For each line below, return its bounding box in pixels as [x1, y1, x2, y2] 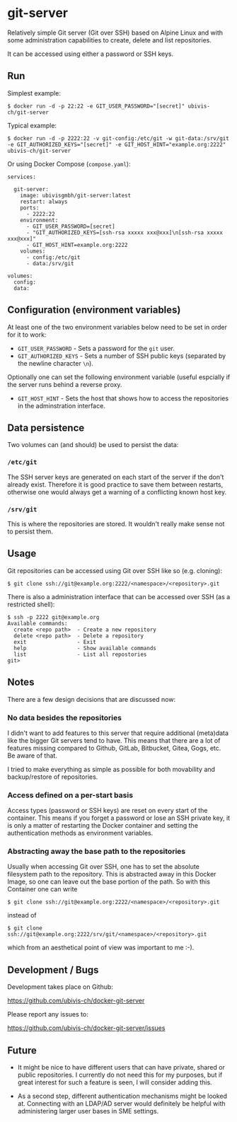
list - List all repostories [13, 651, 147, 658]
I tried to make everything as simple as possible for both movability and [7, 765, 216, 773]
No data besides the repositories [7, 712, 122, 722]
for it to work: [7, 330, 47, 339]
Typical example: [7, 121, 57, 129]
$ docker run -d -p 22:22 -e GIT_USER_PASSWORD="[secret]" [7, 103, 185, 110]
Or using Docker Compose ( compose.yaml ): [7, 159, 131, 168]
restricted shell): [7, 600, 55, 608]
